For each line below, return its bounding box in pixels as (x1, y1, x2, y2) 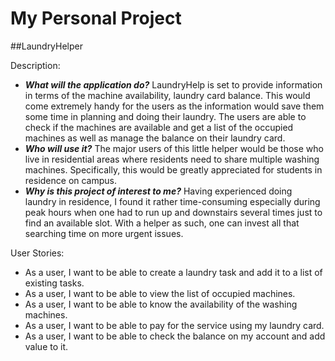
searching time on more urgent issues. (24, 227, 184, 239)
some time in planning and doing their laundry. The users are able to (24, 110, 307, 122)
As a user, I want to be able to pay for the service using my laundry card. (24, 319, 325, 331)
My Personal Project (10, 7, 182, 30)
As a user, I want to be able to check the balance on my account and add (24, 330, 326, 342)
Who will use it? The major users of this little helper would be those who (24, 142, 324, 154)
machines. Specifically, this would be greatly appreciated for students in (24, 163, 323, 176)
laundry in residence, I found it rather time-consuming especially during (24, 195, 321, 207)
